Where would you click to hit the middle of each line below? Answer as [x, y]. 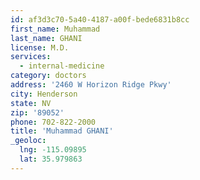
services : [31, 57]
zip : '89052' [37, 112]
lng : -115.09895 [53, 150]
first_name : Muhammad [55, 29]
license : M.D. [40, 47]
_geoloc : [28, 141]
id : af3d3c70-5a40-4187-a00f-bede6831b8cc [100, 19]
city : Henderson [44, 94]
